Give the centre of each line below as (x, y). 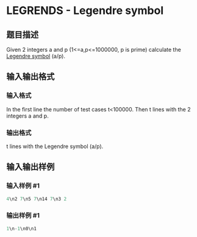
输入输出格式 (30, 77)
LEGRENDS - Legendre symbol (85, 11)
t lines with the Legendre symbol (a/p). (55, 146)
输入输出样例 (30, 167)
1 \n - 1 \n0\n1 (21, 228)
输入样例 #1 (23, 186)
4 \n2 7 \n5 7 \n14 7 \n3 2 (37, 199)
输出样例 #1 (23, 216)
